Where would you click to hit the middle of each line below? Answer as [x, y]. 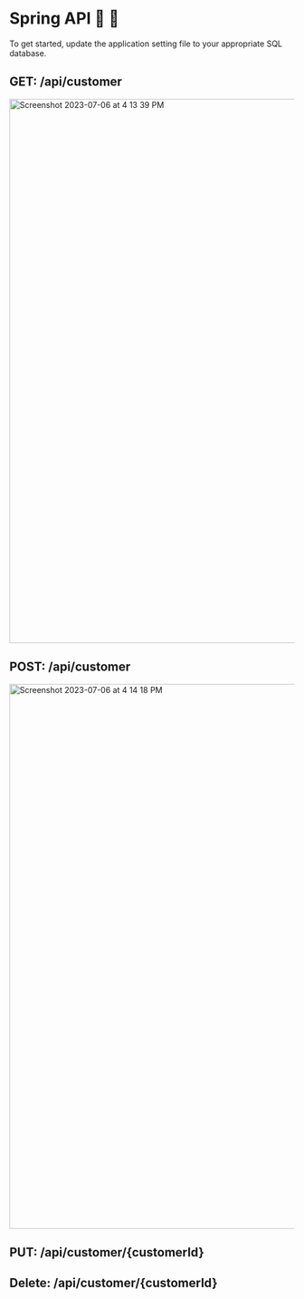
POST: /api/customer [70, 667]
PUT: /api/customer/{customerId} [107, 1252]
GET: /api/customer [66, 82]
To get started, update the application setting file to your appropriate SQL [146, 44]
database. [28, 53]
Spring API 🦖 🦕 [64, 19]
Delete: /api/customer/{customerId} [114, 1283]
